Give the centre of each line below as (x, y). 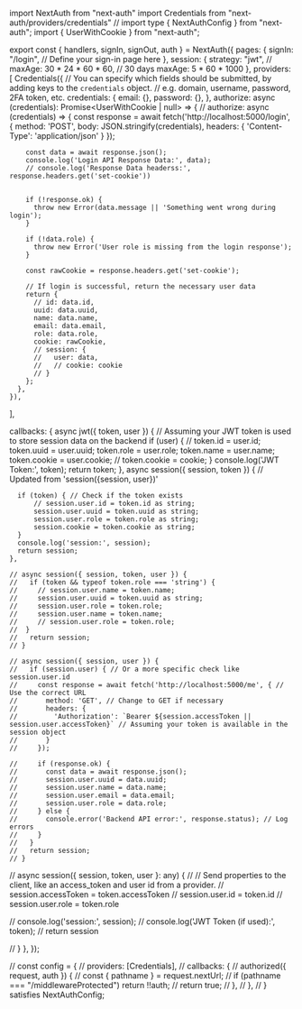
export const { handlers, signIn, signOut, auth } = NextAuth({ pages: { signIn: (151, 50)
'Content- (264, 126)
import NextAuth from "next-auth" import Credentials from (118, 13)
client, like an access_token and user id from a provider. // (117, 885)
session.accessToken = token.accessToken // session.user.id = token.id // (146, 894)
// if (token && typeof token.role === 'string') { (113, 582)
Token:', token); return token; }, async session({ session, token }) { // (137, 469)
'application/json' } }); (75, 136)
